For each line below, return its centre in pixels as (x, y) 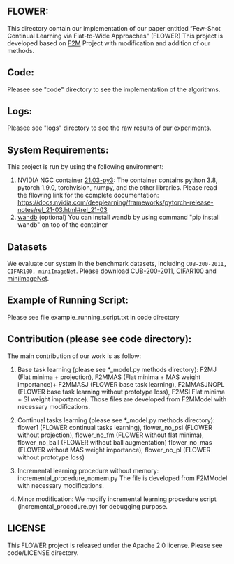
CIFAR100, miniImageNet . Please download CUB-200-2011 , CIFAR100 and (112, 271)
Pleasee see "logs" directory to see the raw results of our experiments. (109, 128)
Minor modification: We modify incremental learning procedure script (117, 499)
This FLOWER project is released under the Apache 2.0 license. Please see (115, 545)
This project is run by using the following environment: (86, 167)
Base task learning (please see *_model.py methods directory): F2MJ (117, 369)
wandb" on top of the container (63, 225)
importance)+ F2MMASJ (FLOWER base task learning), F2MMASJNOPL (121, 384)
